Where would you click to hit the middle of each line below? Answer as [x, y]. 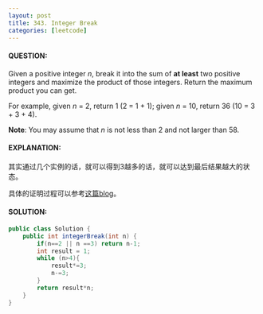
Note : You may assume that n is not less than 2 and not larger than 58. [124, 130]
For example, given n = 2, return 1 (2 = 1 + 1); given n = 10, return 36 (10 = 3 [131, 106]
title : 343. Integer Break [53, 23]
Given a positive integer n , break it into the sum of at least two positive [124, 73]
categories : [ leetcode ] [48, 30]
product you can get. [43, 90]
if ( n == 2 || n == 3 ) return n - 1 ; [89, 243]
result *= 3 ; [69, 266]
